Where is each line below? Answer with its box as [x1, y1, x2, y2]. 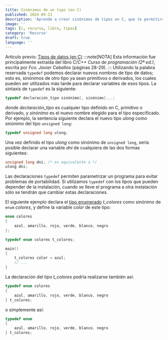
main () [5, 246, 19, 251]
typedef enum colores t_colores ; [5, 237, 75, 242]
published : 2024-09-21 [5, 12, 52, 17]
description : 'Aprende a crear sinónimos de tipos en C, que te [5, 17, 142, 22]
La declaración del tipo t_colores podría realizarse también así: [5, 274, 134, 280]
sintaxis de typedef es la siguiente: [5, 86, 76, 92]
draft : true [5, 36, 30, 41]
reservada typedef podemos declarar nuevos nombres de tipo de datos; [5, 70, 153, 76]
